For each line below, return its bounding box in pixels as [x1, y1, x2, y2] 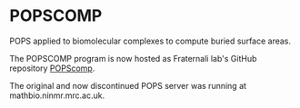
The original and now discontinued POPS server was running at [9, 80, 247, 91]
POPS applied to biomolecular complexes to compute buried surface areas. [9, 35, 292, 46]
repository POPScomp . [9, 63, 95, 74]
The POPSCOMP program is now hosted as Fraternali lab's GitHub [9, 53, 257, 64]
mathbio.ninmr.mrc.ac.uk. [9, 90, 105, 101]
